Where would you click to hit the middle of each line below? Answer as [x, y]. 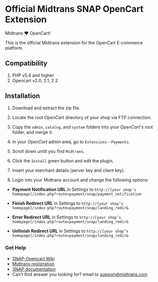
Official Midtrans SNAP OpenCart [74, 9]
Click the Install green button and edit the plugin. [63, 160]
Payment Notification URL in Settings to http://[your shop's [74, 189]
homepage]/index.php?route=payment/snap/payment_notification [77, 194]
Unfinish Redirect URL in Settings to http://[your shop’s [70, 231]
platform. [14, 48]
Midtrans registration [33, 264]
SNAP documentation [34, 269]
